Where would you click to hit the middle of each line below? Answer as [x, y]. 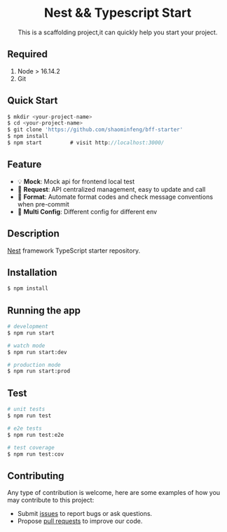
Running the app [44, 310]
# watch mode [26, 345]
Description [33, 233]
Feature [25, 165]
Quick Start [33, 100]
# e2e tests [25, 428]
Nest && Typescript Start [118, 13]
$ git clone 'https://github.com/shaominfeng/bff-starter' [95, 130]
